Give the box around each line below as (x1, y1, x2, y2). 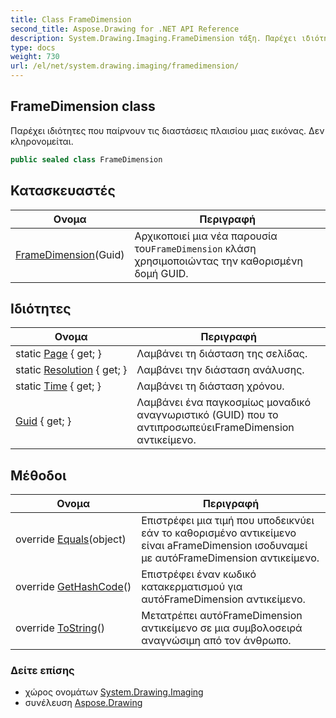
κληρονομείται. (10, 135, 74, 147)
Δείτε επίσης (10, 664, 75, 678)
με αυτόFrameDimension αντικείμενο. (141, 551, 320, 565)
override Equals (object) (15, 532, 127, 546)
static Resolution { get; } (15, 363, 128, 377)
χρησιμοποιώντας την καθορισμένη (134, 254, 303, 268)
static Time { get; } (15, 379, 102, 393)
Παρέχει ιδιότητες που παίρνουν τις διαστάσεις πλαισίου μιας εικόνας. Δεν (10, 124, 325, 136)
